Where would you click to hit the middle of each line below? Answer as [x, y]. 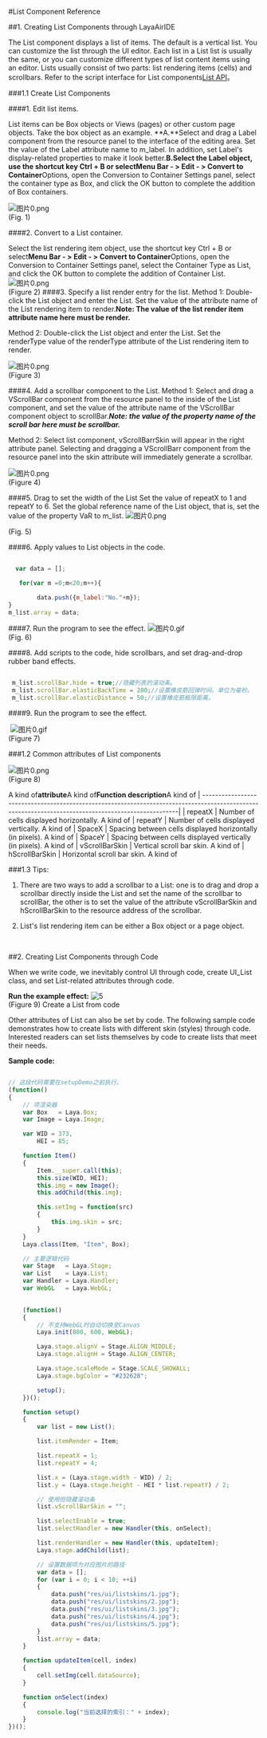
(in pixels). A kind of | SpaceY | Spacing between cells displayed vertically [130, 837]
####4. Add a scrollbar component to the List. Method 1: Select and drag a [131, 391]
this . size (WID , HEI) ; [73, 1178]
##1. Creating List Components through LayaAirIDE [92, 27]
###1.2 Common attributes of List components [85, 754]
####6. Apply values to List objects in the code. [87, 547]
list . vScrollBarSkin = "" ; [82, 1507]
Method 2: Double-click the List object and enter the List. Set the [114, 333]
